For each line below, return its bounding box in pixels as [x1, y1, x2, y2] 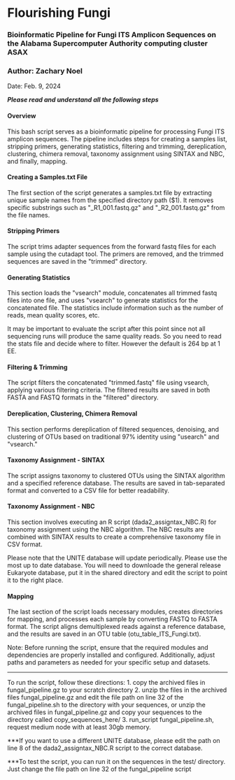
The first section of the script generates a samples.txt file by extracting [7, 188, 212, 197]
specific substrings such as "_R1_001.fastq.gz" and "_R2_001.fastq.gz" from [7, 203, 225, 211]
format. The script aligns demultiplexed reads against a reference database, [7, 623, 226, 631]
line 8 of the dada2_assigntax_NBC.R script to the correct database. [7, 744, 203, 753]
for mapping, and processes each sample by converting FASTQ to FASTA [7, 615, 218, 623]
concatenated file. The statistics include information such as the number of [7, 304, 224, 312]
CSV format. [7, 540, 43, 548]
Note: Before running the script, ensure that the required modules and [7, 644, 208, 652]
